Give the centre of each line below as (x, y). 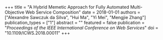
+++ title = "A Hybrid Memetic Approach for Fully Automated (67, 7)
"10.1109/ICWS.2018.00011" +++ (37, 33)
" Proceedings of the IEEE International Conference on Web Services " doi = (81, 28)
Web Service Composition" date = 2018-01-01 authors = (83, 12)
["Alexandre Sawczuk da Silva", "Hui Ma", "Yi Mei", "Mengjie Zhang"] (75, 17)
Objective (14, 12)
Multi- (136, 7)
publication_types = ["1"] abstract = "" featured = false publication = (75, 22)
